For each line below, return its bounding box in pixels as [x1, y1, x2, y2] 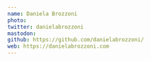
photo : [7, 17, 27, 24]
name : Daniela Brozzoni [7, 10, 78, 18]
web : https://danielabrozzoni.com [7, 43, 110, 50]
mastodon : [7, 29, 37, 37]
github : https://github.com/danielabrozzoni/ [7, 36, 144, 43]
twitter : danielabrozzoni [7, 23, 84, 30]
